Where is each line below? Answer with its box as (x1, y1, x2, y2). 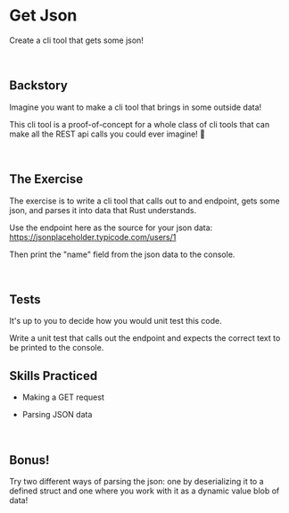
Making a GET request (21, 392, 104, 402)
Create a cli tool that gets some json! (9, 35, 144, 46)
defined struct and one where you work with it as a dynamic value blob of (9, 485, 280, 496)
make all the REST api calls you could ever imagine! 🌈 (9, 128, 206, 139)
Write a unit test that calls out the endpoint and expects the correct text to (9, 333, 281, 343)
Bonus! (9, 452, 50, 467)
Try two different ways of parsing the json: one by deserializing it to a (9, 476, 265, 486)
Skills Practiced (9, 368, 98, 384)
